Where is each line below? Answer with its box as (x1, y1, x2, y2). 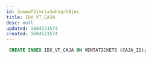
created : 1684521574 (6, 31, 59, 37)
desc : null (6, 20, 34, 26)
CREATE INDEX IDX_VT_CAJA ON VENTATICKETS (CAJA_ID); (8, 47, 147, 54)
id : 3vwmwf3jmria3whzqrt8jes (6, 8, 80, 15)
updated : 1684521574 (6, 25, 59, 32)
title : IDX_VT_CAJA (6, 14, 55, 20)
